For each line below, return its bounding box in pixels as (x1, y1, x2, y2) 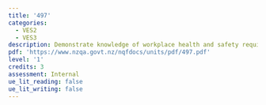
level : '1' (8, 56, 44, 64)
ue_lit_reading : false (8, 77, 83, 85)
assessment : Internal (8, 70, 80, 78)
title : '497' (8, 11, 51, 20)
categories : (8, 19, 47, 27)
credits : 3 (8, 63, 44, 71)
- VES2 (15, 26, 37, 34)
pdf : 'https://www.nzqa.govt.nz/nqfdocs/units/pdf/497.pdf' (8, 48, 211, 56)
